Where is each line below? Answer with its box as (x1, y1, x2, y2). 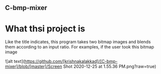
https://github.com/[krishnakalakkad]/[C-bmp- (24, 59, 118, 64)
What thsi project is (5, 23, 85, 34)
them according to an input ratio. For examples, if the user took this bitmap (5, 44, 154, 50)
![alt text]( (5, 59, 25, 64)
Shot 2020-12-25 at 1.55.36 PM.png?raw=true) (63, 63, 157, 69)
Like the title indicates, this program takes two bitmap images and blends (5, 39, 151, 45)
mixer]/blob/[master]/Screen (5, 63, 62, 69)
